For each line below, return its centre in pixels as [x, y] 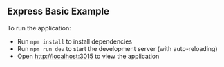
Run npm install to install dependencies [75, 41]
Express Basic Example [58, 11]
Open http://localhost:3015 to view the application [88, 56]
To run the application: [39, 28]
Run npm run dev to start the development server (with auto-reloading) [117, 48]
